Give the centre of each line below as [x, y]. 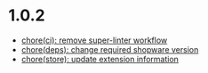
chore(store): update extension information [100, 59]
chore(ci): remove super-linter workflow [94, 40]
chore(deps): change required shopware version [110, 49]
